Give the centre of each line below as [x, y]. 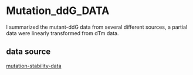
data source [28, 52]
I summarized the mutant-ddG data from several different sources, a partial [97, 27]
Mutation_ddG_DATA [58, 11]
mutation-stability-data [34, 66]
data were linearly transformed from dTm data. [62, 33]
